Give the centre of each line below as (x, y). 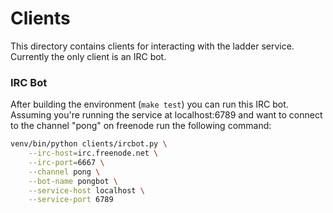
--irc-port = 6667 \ (66, 162)
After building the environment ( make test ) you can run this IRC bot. (149, 104)
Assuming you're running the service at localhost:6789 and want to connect (166, 115)
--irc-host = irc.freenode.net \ (93, 153)
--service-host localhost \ (86, 190)
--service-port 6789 (71, 200)
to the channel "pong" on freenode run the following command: (141, 126)
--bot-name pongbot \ (73, 181)
